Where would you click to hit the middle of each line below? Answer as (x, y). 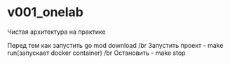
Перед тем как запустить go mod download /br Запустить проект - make (115, 45)
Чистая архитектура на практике (57, 32)
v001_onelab (46, 12)
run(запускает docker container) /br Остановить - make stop (96, 53)
